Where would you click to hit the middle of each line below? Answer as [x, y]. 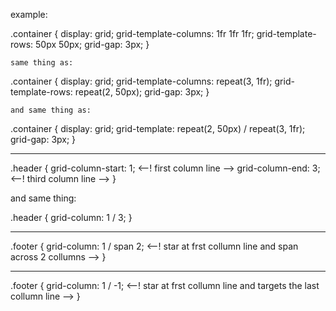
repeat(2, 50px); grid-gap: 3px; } [142, 92]
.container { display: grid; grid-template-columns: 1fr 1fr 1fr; [132, 33]
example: [29, 14]
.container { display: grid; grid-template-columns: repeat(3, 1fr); [141, 81]
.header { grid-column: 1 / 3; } [71, 217]
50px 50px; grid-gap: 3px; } [92, 44]
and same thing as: [51, 110]
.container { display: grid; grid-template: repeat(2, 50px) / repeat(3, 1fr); [158, 128]
